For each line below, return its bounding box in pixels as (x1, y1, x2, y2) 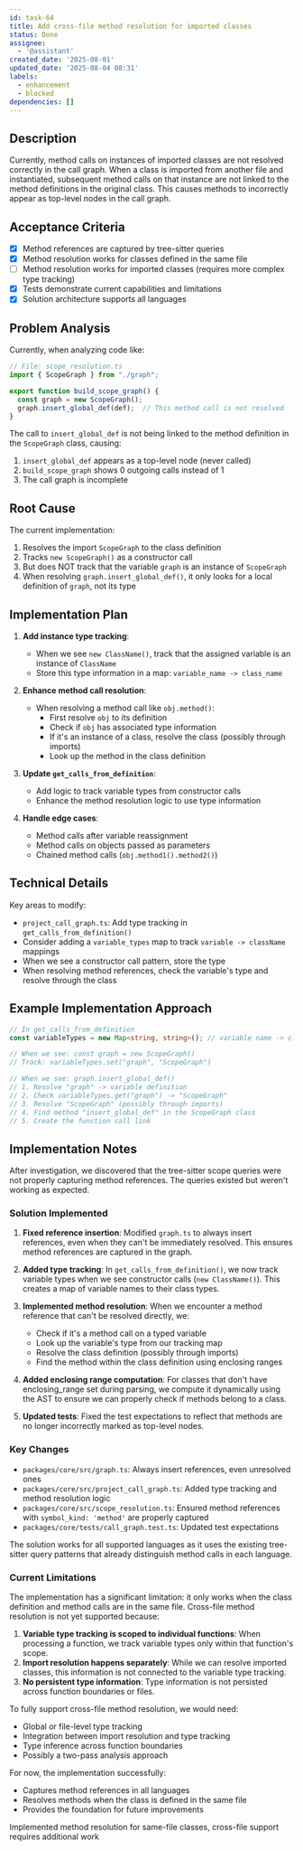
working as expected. (9, 1185, 90, 1196)
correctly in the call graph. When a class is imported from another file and (9, 164, 284, 175)
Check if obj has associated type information (49, 722, 216, 732)
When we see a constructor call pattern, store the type (22, 955, 226, 966)
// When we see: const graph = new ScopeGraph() (9, 1049, 196, 1058)
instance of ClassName (35, 658, 117, 669)
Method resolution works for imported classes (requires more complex (22, 264, 285, 275)
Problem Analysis (9, 320, 111, 335)
